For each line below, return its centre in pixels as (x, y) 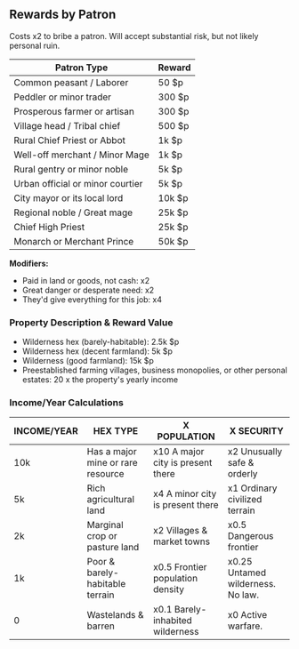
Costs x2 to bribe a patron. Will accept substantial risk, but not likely (134, 36)
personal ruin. (35, 45)
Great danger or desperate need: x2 (88, 290)
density (169, 589)
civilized (245, 500)
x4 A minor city (185, 494)
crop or (102, 536)
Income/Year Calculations (67, 403)
